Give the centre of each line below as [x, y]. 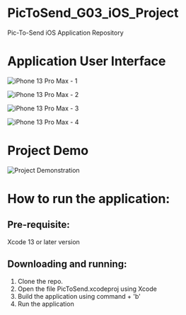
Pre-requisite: [39, 225]
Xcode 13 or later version [43, 241]
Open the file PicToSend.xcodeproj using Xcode [87, 289]
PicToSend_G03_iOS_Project [93, 13]
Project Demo [48, 151]
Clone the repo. [40, 281]
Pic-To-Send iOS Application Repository [65, 33]
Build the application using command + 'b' [79, 296]
